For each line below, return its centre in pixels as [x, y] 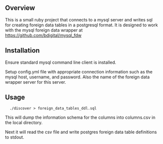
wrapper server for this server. [36, 82]
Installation [22, 51]
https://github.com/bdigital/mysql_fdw [43, 35]
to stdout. [15, 137]
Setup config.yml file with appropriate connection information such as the [79, 72]
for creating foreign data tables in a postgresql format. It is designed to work [81, 25]
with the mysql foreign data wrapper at [44, 30]
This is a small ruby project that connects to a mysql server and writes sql [79, 19]
